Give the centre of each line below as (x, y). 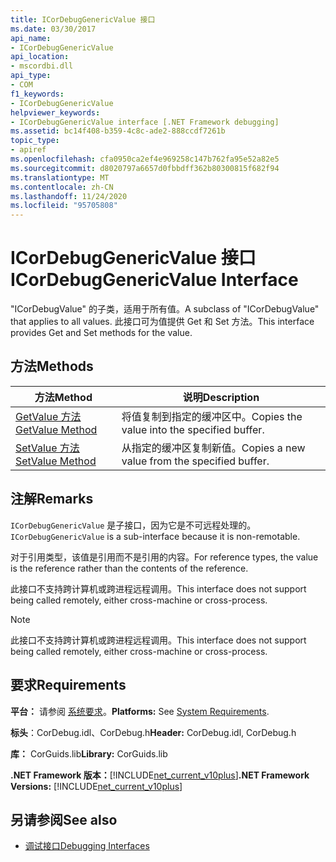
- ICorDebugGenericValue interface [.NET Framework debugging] (145, 122)
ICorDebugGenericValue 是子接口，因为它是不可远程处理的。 (133, 525)
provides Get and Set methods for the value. (101, 333)
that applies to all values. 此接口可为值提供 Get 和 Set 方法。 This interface (162, 322)
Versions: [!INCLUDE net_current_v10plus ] (96, 786)
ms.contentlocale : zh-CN (62, 187)
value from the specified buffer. (195, 461)
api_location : (40, 57)
